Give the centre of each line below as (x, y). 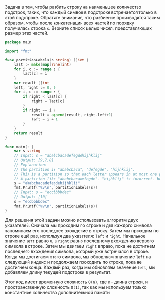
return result (28, 133)
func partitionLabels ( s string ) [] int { (47, 60)
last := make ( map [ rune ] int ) (42, 64)
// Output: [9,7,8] (34, 160)
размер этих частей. (27, 33)
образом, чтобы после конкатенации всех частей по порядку (69, 23)
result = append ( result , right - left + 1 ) (72, 115)
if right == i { (39, 110)
